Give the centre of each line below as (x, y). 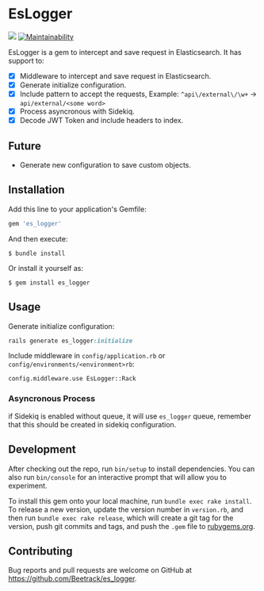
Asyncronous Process (52, 399)
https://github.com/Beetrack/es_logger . (73, 579)
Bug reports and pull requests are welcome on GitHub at (100, 570)
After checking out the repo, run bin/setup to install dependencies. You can (132, 469)
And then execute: (38, 238)
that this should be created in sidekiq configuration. (92, 424)
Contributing (40, 551)
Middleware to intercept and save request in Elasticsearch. (115, 75)
